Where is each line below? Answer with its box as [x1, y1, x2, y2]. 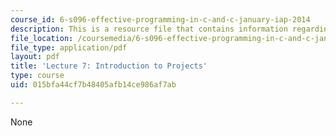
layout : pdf [10, 52, 60, 62]
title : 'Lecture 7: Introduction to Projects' [10, 61, 208, 71]
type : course [10, 71, 65, 81]
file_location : [10, 33, 74, 43]
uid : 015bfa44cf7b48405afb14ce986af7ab [10, 80, 177, 90]
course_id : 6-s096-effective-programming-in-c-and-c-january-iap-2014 [10, 14, 311, 25]
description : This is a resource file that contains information [10, 24, 288, 34]
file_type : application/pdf [10, 42, 128, 53]
